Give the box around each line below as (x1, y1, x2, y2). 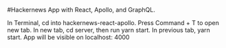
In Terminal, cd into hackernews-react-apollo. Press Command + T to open (7, 19, 220, 26)
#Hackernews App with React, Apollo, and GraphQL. (7, 6, 156, 14)
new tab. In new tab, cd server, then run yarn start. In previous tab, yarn (7, 26, 211, 34)
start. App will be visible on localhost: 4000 (7, 33, 130, 41)
